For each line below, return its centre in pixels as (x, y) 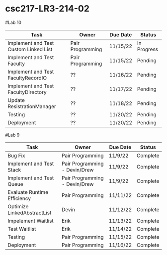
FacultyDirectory (27, 92)
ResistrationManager (32, 106)
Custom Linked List (30, 49)
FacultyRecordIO (27, 78)
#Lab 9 (12, 135)
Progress (148, 49)
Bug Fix (17, 156)
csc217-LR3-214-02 (47, 9)
